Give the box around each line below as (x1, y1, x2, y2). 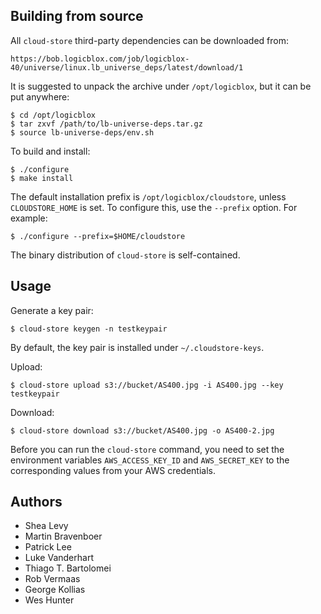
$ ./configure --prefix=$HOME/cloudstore (10, 231, 186, 241)
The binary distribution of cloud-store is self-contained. (10, 249, 241, 261)
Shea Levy (24, 520, 69, 532)
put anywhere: (10, 90, 70, 103)
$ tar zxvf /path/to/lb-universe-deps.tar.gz (10, 119, 203, 129)
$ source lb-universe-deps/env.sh (10, 127, 155, 138)
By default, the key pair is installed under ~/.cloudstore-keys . (10, 341, 265, 353)
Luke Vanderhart (24, 552, 94, 564)
